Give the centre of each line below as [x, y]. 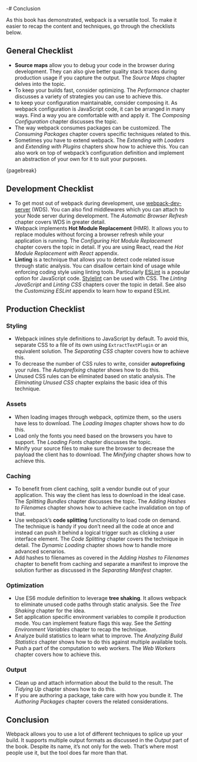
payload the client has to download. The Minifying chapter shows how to [103, 454]
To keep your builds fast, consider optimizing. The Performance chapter [102, 90]
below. [14, 32]
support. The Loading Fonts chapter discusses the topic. [83, 442]
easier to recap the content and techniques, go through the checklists [91, 26]
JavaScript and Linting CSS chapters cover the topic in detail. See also [100, 284]
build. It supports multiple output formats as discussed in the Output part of [98, 740]
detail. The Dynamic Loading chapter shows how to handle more [93, 545]
